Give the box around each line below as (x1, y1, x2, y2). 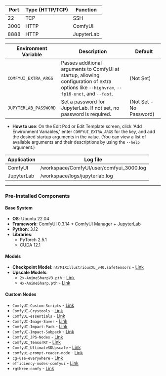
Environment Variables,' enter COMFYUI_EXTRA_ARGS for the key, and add (12, 128, 155, 134)
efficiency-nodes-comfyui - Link (12, 360, 79, 366)
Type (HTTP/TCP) (25, 6, 68, 13)
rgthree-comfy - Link (12, 365, 54, 371)
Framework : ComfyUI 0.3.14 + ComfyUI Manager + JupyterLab (12, 221, 141, 227)
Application (7, 156, 36, 163)
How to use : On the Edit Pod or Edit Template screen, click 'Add (12, 124, 142, 129)
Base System (5, 205, 33, 210)
